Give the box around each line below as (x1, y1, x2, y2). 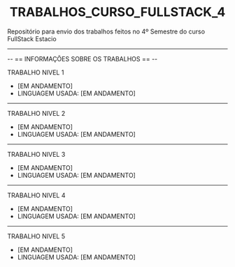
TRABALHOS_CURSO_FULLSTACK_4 (9, 4, 226, 20)
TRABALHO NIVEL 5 (7, 231, 66, 241)
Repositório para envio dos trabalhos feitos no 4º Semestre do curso (7, 27, 205, 36)
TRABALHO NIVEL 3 (7, 150, 66, 158)
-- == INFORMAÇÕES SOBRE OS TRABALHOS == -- (7, 54, 158, 63)
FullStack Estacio (7, 34, 57, 43)
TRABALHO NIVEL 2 (7, 109, 66, 117)
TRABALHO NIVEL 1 (7, 68, 64, 77)
